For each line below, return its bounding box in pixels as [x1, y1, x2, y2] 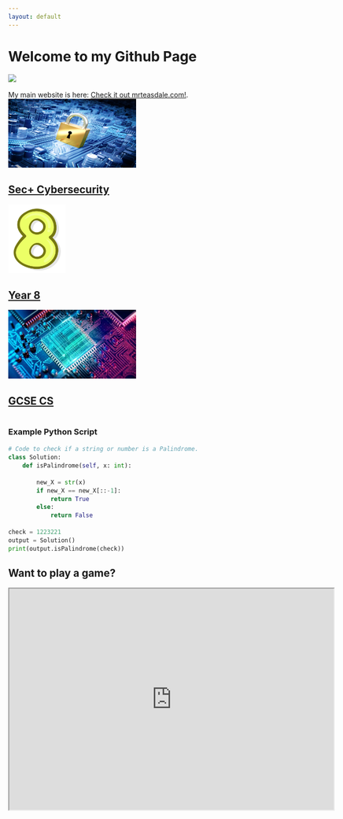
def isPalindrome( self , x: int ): [22, 462, 132, 470]
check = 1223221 [8, 528, 61, 537]
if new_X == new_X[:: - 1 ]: [36, 486, 122, 495]
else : [36, 504, 55, 511]
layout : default [8, 13, 61, 20]
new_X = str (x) [36, 478, 87, 486]
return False [50, 511, 93, 519]
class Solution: [8, 453, 61, 462]
